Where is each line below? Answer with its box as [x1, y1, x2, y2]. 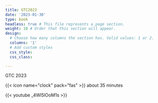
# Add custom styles [10, 45, 53, 50]
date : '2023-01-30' [5, 12, 46, 17]
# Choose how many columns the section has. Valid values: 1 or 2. [10, 36, 154, 41]
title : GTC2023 [5, 7, 37, 13]
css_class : [10, 54, 33, 60]
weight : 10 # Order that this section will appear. [5, 26, 116, 31]
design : [5, 31, 22, 36]
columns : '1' [10, 40, 37, 45]
